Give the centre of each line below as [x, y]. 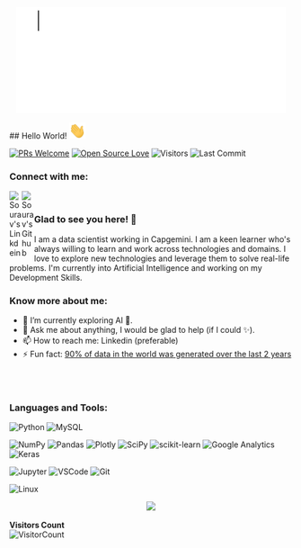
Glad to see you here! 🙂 [86, 220]
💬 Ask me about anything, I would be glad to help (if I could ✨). [138, 330]
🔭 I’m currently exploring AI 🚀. [77, 320]
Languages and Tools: [58, 408]
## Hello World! [38, 136]
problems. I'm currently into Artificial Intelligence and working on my [136, 267]
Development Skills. [46, 277]
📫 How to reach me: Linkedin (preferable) [100, 341]
